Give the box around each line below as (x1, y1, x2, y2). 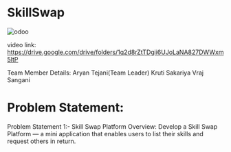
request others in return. (7, 137, 76, 145)
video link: (7, 40, 36, 49)
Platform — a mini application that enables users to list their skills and (7, 129, 204, 138)
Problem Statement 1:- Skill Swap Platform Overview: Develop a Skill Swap (7, 122, 218, 131)
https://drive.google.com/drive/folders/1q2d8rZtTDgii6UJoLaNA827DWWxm (7, 48, 224, 56)
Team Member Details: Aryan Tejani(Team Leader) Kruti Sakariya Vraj (7, 68, 204, 77)
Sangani (7, 75, 31, 84)
